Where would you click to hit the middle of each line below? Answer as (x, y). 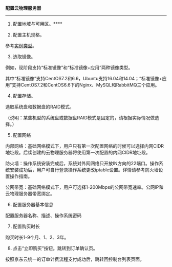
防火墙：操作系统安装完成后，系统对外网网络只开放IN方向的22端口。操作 (82, 163)
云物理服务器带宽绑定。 (30, 193)
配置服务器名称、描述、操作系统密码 (44, 215)
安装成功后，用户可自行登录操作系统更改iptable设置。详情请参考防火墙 (84, 170)
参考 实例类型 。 (21, 46)
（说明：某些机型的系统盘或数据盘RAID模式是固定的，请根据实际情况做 (80, 118)
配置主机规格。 (28, 35)
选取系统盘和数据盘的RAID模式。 (40, 107)
